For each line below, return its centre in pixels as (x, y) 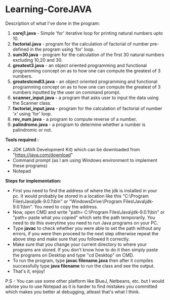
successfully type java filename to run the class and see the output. (84, 266)
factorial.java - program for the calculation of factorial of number (81, 44)
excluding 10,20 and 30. (37, 60)
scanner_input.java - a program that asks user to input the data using (86, 98)
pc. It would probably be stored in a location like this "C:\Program (81, 196)
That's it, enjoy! (29, 271)
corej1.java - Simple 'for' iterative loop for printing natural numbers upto (88, 33)
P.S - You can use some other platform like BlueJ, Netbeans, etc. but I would (85, 281)
